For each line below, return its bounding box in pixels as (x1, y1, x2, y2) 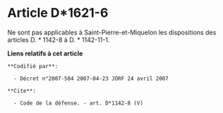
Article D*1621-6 (7, 5, 109, 21)
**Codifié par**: (7, 62, 59, 69)
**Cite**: (7, 87, 37, 94)
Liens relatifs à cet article (7, 49, 83, 58)
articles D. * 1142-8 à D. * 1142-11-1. (7, 35, 110, 44)
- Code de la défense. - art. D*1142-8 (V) (13, 100, 143, 107)
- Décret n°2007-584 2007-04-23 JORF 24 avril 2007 (13, 75, 169, 82)
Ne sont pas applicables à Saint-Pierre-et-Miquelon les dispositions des (7, 28, 217, 36)
